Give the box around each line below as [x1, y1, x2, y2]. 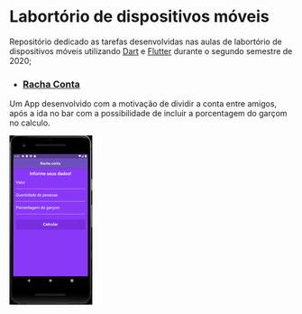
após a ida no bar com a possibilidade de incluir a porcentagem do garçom [9, 108, 288, 119]
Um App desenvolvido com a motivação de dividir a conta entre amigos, [9, 98, 278, 109]
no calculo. [9, 117, 51, 128]
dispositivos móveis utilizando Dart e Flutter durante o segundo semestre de [9, 45, 293, 56]
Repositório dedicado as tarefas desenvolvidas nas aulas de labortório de [9, 36, 282, 47]
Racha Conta [22, 78, 81, 90]
